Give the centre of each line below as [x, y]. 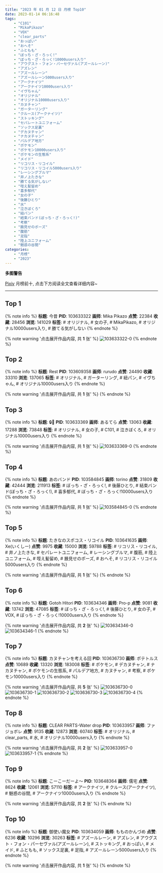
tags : [10, 19]
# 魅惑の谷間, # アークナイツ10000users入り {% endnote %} [65, 793]
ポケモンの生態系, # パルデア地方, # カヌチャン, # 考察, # [89, 671]
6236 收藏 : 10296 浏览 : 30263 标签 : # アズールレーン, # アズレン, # [72, 837]
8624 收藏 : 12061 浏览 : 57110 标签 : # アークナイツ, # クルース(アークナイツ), [81, 787]
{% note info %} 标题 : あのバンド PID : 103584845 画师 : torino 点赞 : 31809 [79, 479]
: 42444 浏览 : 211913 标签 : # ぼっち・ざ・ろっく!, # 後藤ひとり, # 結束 [79, 485]
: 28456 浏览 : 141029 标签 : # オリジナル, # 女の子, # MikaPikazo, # [75, 322]
